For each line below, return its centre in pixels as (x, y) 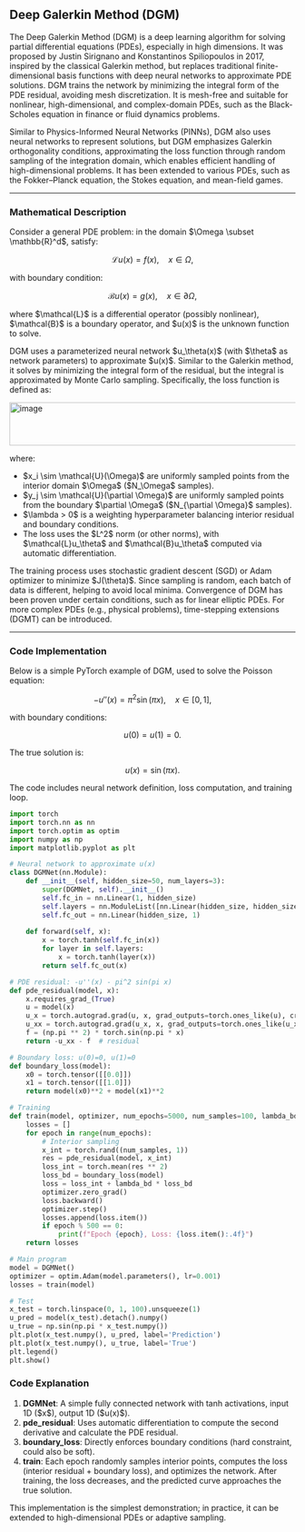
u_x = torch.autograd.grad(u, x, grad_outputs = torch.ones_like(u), (156, 1016)
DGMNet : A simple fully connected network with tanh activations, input (155, 1403)
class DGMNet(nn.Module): (58, 873)
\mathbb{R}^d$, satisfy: (54, 242)
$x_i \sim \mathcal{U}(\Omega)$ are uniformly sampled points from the (156, 476)
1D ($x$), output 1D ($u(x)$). (76, 1413)
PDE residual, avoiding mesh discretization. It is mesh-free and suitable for (149, 95)
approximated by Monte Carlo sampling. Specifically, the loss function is (144, 380)
